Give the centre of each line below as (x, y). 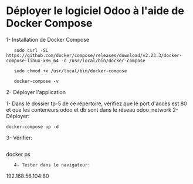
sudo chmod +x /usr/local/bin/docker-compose (70, 71)
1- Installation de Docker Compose (48, 39)
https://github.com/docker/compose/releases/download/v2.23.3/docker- (94, 55)
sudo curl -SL (31, 50)
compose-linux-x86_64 (33, 61)
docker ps (18, 154)
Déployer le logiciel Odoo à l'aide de (95, 11)
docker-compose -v (36, 81)
